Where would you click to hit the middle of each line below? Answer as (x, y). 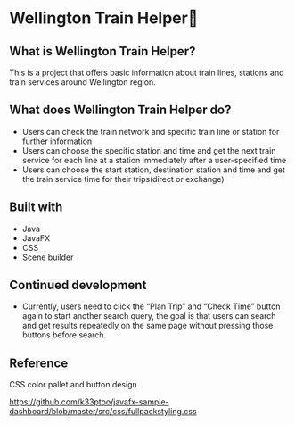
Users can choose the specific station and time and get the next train (149, 150)
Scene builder (48, 257)
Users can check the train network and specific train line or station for (151, 131)
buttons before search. (64, 335)
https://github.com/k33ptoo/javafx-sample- (89, 402)
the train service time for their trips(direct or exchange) (123, 179)
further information (57, 141)
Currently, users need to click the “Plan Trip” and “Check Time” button (151, 306)
